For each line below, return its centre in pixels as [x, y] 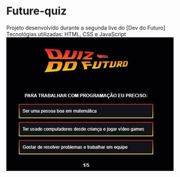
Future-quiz [37, 11]
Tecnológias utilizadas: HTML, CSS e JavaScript [66, 34]
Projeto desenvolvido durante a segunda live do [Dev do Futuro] [86, 28]
